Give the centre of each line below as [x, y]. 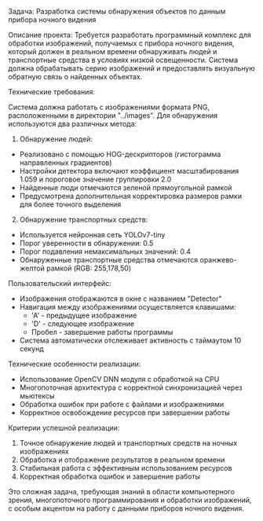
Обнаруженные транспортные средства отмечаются [109, 260]
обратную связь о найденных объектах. [75, 77]
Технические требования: [52, 92]
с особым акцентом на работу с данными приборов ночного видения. [126, 508]
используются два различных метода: [73, 124]
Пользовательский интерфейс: [60, 283]
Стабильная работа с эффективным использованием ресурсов [126, 468]
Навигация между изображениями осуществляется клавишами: [128, 307]
